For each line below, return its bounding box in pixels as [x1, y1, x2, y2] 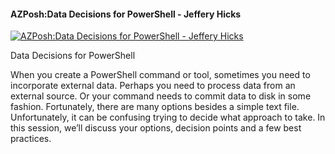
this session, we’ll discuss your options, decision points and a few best [10, 122, 302, 134]
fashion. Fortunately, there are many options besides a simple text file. [10, 101, 300, 113]
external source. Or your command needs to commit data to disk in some [10, 90, 312, 102]
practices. [10, 133, 52, 145]
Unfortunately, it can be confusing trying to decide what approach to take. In [10, 111, 326, 124]
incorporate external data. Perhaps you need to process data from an [10, 80, 296, 92]
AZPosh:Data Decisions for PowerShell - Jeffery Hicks [10, 8, 242, 20]
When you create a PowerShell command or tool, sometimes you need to [10, 69, 311, 81]
